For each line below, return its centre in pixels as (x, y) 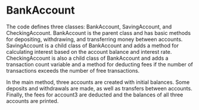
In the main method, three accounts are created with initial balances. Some (98, 82)
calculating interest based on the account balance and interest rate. (89, 51)
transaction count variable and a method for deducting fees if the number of (100, 64)
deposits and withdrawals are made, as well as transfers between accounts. (99, 88)
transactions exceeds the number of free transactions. (73, 70)
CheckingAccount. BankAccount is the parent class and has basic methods (99, 33)
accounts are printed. (32, 101)
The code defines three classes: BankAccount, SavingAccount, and (89, 27)
